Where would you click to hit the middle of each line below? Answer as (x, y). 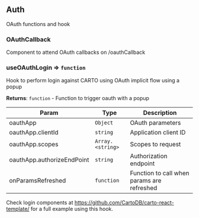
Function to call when (160, 173)
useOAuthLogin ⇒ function (46, 68)
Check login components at (40, 203)
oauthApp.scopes (34, 145)
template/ (18, 209)
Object (104, 123)
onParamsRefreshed (38, 181)
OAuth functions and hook (38, 24)
